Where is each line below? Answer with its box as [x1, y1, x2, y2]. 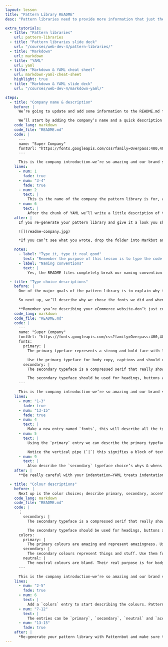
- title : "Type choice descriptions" [9, 279, 88, 284]
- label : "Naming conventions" [18, 261, 84, 266]
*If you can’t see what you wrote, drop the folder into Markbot [18, 238, 157, 243]
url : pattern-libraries [14, 35, 64, 40]
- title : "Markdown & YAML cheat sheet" [9, 67, 95, 72]
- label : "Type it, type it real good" [18, 252, 101, 257]
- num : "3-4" [18, 178, 46, 183]
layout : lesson [5, 7, 37, 12]
